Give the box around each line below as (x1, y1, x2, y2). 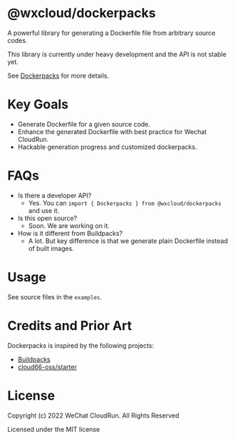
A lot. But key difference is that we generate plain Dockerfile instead (28, 237, 228, 245)
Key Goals (7, 96, 69, 113)
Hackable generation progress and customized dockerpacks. (17, 143, 197, 151)
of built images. (28, 244, 75, 252)
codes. (7, 36, 28, 44)
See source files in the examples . (7, 292, 102, 301)
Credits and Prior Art (7, 317, 132, 334)
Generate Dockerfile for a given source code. (17, 120, 151, 128)
